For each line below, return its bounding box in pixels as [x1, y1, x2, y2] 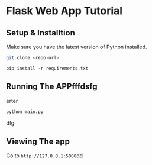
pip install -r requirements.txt [6, 65, 89, 72]
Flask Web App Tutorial [6, 4, 123, 18]
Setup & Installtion [6, 28, 76, 38]
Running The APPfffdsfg [6, 82, 98, 92]
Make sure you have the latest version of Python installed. [6, 43, 147, 50]
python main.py [6, 108, 44, 115]
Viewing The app [6, 136, 70, 146]
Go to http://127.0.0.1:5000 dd [6, 152, 83, 159]
